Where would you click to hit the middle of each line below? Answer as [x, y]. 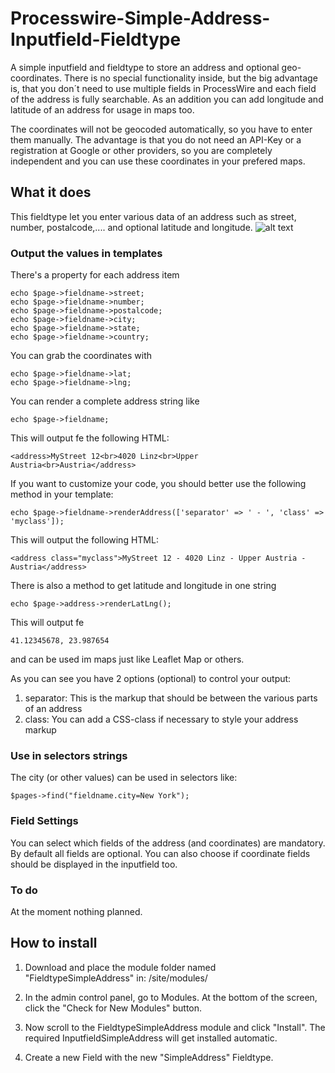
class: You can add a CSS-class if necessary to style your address [161, 719]
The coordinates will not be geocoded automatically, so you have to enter [161, 129]
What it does [51, 192]
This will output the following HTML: [84, 540]
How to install [54, 943]
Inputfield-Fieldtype [96, 39]
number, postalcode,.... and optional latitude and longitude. [131, 227]
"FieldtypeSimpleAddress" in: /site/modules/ [116, 978]
